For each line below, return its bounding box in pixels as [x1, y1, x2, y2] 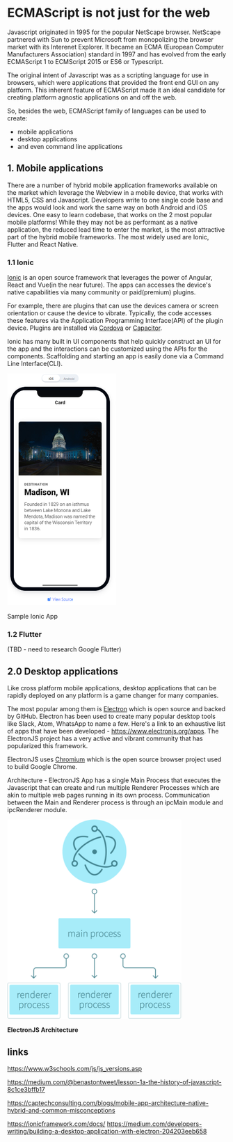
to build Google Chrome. [7, 763, 78, 771]
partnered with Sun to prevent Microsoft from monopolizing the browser [7, 35, 214, 43]
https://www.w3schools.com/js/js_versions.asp [7, 1065, 143, 1073]
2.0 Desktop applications [7, 665, 118, 677]
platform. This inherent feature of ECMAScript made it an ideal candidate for [7, 86, 226, 94]
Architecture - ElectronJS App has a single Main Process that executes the [7, 776, 221, 784]
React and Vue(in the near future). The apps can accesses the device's [7, 280, 211, 290]
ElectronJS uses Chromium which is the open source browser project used [7, 755, 222, 763]
